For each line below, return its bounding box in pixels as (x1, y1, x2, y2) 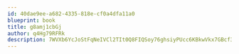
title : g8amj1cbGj (7, 23, 62, 30)
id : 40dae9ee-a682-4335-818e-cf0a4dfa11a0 (7, 10, 135, 18)
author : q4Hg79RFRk (7, 29, 65, 37)
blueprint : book (7, 17, 55, 24)
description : (7, 36, 46, 43)
